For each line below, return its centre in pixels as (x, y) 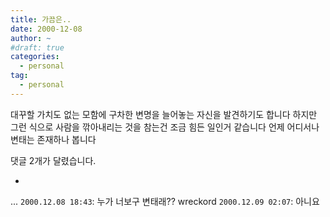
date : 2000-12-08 (46, 29)
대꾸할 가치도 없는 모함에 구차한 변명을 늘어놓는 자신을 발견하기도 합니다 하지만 (164, 114)
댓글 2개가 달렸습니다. (53, 160)
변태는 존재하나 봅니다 (53, 139)
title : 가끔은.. (41, 19)
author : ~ (31, 38)
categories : (35, 57)
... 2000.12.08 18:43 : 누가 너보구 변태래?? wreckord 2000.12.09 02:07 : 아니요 (165, 201)
